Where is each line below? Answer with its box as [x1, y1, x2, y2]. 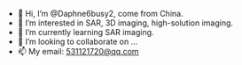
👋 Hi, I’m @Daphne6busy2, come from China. [17, 9, 183, 18]
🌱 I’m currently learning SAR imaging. [17, 27, 154, 37]
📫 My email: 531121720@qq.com [17, 47, 139, 56]
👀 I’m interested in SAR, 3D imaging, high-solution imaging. [17, 18, 233, 28]
